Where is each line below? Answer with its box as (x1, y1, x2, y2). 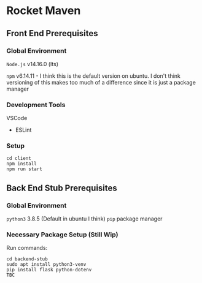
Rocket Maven (6, 4, 81, 18)
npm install (6, 160, 37, 167)
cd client (6, 156, 32, 162)
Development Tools (6, 100, 66, 109)
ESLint (15, 126, 32, 134)
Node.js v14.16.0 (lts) (6, 60, 59, 67)
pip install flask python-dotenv (6, 267, 92, 273)
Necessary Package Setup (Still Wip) (6, 230, 118, 239)
